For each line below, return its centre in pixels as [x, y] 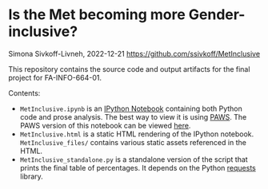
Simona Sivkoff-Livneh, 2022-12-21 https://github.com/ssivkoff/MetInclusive [134, 53]
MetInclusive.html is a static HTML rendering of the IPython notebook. [137, 134]
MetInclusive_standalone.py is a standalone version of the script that [134, 159]
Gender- [217, 15]
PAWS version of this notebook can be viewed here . [105, 125]
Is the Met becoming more [97, 15]
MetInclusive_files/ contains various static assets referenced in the [133, 142]
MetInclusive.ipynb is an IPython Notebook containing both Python [131, 108]
